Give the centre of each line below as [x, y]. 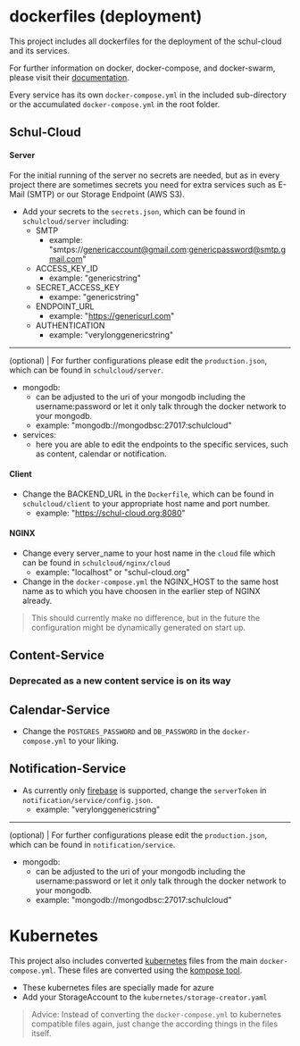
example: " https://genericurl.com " [112, 315]
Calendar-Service [60, 710]
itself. [41, 1033]
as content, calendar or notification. [101, 454]
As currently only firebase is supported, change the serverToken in [144, 790]
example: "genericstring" [95, 278]
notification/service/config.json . [87, 799]
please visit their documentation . [69, 77]
